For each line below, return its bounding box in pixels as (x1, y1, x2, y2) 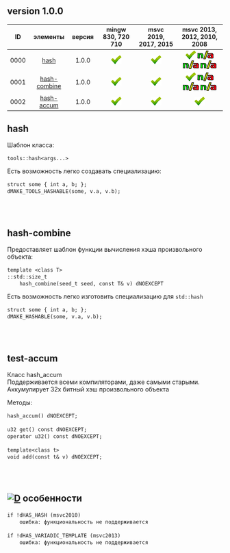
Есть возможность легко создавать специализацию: (7, 167, 162, 175)
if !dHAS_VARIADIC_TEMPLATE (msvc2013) (7, 532, 121, 539)
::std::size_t (7, 274, 48, 281)
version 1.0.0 (7, 5, 64, 17)
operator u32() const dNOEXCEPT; (7, 433, 103, 440)
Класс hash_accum (7, 371, 62, 378)
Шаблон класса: (7, 141, 55, 149)
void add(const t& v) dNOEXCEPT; (7, 454, 103, 461)
